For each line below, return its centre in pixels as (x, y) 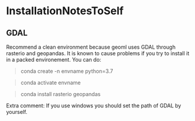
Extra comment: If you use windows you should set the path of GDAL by (94, 106)
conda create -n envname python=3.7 (67, 71)
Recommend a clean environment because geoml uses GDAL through (91, 47)
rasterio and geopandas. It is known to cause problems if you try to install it (98, 53)
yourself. (17, 112)
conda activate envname (51, 82)
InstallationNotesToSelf (65, 11)
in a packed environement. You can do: (54, 60)
